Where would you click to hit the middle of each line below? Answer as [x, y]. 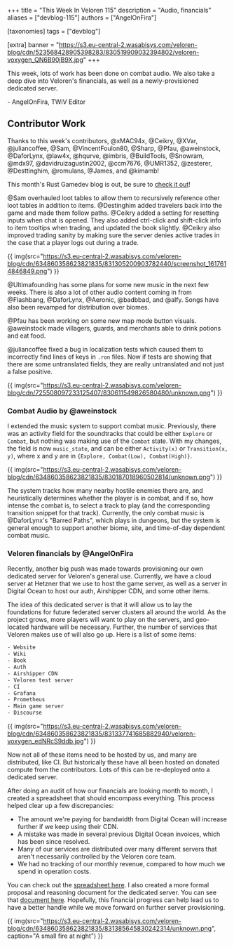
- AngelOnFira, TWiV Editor [47, 102]
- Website [22, 648]
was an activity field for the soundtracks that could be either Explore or [110, 434]
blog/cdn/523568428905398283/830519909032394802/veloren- [103, 52]
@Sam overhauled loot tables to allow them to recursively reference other [113, 198]
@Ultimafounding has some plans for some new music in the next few [108, 284]
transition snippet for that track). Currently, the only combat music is [106, 513]
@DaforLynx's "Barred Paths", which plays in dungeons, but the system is [114, 521]
